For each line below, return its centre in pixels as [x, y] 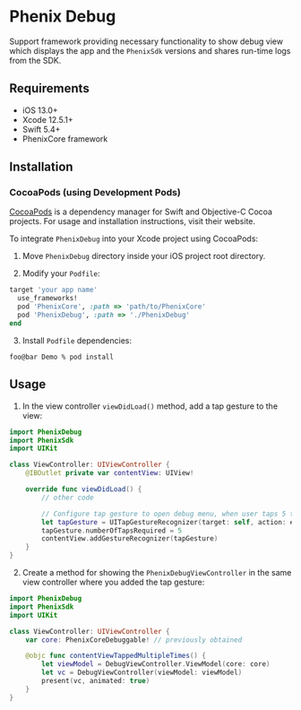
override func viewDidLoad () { [84, 489]
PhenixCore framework [65, 139]
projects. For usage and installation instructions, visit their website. [133, 221]
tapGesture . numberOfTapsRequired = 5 [112, 531]
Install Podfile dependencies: [77, 340]
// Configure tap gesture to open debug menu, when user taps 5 [164, 514]
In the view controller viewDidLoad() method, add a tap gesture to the [150, 406]
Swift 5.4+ [41, 129]
